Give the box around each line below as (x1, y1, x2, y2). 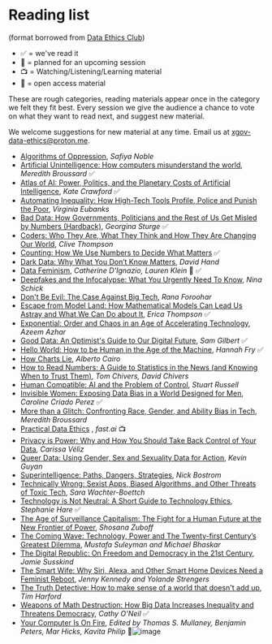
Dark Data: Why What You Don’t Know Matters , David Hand (19, 257, 220, 266)
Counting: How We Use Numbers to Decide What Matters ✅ (19, 248, 221, 257)
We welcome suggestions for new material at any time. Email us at (8, 127, 230, 136)
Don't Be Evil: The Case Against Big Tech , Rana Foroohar (19, 292, 213, 301)
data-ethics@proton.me (8, 136, 89, 145)
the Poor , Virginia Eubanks (19, 204, 110, 214)
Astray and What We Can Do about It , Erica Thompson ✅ (19, 309, 211, 318)
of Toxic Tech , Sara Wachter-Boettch (19, 487, 145, 497)
